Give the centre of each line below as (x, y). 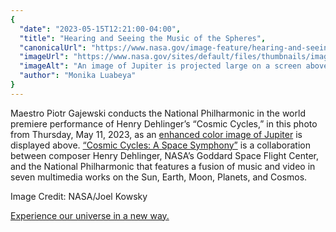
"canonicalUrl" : (53, 47)
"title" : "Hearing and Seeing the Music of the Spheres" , (143, 38)
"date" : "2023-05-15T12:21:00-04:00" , (100, 29)
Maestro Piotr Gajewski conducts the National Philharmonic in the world (158, 113)
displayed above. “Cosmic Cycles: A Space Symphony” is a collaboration (160, 145)
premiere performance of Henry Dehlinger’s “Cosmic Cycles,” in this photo (164, 123)
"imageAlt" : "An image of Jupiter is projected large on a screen (160, 66)
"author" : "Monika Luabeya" (78, 76)
